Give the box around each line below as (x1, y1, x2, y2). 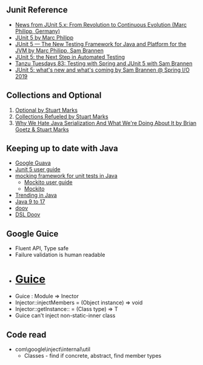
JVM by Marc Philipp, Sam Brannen (15, 47, 104, 54)
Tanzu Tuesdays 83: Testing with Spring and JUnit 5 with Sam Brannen (15, 60, 193, 67)
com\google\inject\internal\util (15, 346, 91, 353)
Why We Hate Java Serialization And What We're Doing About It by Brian (15, 119, 197, 126)
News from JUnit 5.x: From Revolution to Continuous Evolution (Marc (15, 21, 187, 28)
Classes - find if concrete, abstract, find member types (24, 352, 162, 359)
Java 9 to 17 (15, 198, 45, 205)
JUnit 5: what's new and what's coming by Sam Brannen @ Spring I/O (15, 66, 190, 73)
